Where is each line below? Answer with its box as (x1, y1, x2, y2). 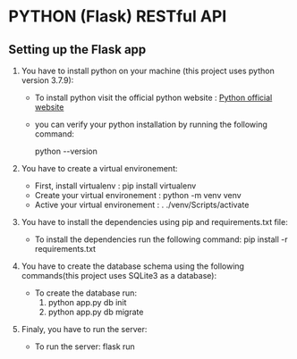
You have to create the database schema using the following (21, 261, 245, 271)
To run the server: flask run (34, 341, 135, 352)
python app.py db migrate (47, 306, 144, 317)
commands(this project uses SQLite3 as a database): (21, 271, 216, 280)
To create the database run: (34, 288, 138, 298)
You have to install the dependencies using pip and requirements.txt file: (21, 217, 288, 227)
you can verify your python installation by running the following (34, 119, 267, 129)
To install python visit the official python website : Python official (34, 92, 273, 103)
